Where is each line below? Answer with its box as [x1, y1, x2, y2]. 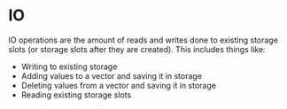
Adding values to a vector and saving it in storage [20, 70, 203, 81]
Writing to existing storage [20, 61, 118, 72]
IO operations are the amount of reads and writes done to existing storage [8, 35, 278, 45]
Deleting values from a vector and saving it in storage [20, 80, 216, 90]
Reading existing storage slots [20, 90, 132, 100]
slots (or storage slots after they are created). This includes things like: [8, 43, 267, 54]
